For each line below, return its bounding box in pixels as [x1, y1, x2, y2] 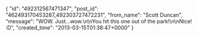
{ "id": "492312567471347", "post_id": [5, 5, 99, 12]
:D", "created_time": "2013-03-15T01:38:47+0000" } [5, 24, 134, 31]
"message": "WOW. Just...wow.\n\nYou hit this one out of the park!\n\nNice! [5, 18, 193, 24]
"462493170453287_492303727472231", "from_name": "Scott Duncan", [5, 11, 183, 18]
